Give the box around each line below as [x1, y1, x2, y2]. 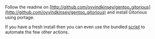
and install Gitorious [107, 9, 147, 15]
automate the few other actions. [5, 29, 69, 35]
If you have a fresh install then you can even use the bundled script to [5, 24, 145, 30]
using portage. [5, 15, 35, 20]
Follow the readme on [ [5, 4, 52, 10]
